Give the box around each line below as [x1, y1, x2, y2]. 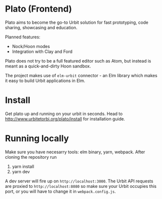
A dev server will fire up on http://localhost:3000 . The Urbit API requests [5, 178, 154, 184]
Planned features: [5, 34, 40, 40]
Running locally [5, 133, 69, 144]
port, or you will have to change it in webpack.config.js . [5, 188, 116, 194]
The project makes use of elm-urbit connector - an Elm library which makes [5, 72, 158, 78]
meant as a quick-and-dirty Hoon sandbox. [5, 63, 91, 69]
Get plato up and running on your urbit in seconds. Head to [5, 111, 123, 116]
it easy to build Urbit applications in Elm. [5, 78, 86, 83]
